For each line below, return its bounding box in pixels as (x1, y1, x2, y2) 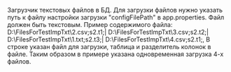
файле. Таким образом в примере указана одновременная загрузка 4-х (7, 50, 224, 58)
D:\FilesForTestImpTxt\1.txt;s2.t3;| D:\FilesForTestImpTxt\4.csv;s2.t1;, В (7, 35, 211, 44)
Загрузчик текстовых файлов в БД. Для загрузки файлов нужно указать (7, 6, 223, 14)
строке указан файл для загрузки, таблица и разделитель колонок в (7, 43, 211, 51)
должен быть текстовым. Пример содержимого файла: (7, 21, 173, 28)
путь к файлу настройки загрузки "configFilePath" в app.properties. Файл (7, 13, 225, 21)
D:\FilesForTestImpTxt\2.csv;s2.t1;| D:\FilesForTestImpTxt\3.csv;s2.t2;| (7, 28, 209, 36)
